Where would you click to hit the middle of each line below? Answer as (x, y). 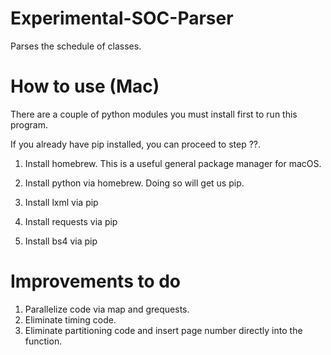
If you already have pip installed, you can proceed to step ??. (136, 144)
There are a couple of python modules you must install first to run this (154, 114)
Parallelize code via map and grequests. (107, 309)
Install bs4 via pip (61, 241)
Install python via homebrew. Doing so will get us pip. (134, 183)
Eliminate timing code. (70, 319)
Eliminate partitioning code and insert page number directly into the (163, 330)
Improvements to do (96, 281)
